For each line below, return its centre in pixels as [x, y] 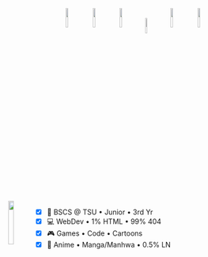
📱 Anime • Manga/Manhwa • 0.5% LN [109, 245]
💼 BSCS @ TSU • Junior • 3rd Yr [100, 212]
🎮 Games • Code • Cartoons [95, 233]
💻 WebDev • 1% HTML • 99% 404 [104, 221]
